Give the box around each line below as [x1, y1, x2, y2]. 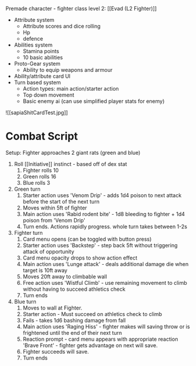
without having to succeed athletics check [22, 285, 126, 292]
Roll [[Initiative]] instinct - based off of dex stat [14, 160, 127, 167]
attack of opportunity [22, 248, 75, 255]
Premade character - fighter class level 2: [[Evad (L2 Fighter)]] [5, 5, 157, 12]
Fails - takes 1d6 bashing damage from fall [22, 317, 126, 324]
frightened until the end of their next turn [22, 329, 122, 336]
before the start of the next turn [22, 198, 100, 205]
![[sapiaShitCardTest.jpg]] [5, 109, 68, 116]
